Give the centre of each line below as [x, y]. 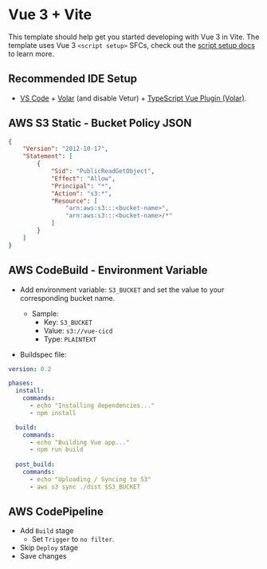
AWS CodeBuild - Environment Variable [108, 270]
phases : [21, 383]
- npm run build [56, 450]
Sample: [45, 314]
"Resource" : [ [74, 201]
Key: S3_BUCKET [68, 322]
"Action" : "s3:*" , [81, 193]
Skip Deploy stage [49, 547]
